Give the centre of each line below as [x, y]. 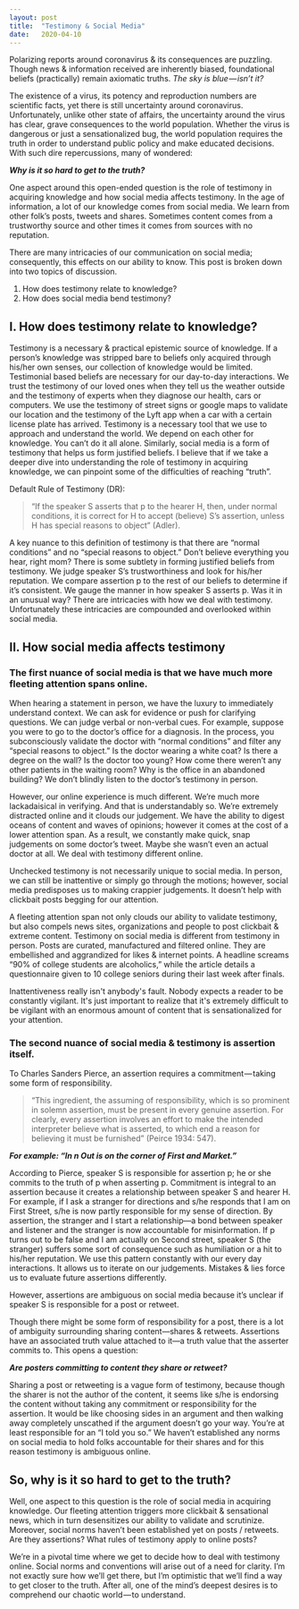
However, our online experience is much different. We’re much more [135, 796]
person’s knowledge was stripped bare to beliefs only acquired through [140, 358]
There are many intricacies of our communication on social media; [131, 252]
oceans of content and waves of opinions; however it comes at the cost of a [149, 825]
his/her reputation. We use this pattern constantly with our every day [136, 1259]
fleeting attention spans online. [79, 684]
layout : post [33, 17]
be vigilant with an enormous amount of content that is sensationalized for [146, 1010]
